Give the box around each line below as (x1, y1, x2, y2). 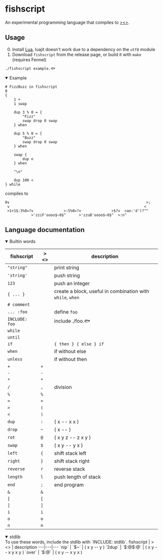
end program (54, 481, 84, 488)
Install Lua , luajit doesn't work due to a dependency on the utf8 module (12, 46, 155, 52)
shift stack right (54, 458, 90, 464)
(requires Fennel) (12, 57, 47, 63)
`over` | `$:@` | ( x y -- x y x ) (25, 549, 82, 555)
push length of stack (54, 474, 101, 480)
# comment (7, 302, 30, 308)
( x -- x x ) (54, 418, 79, 425)
